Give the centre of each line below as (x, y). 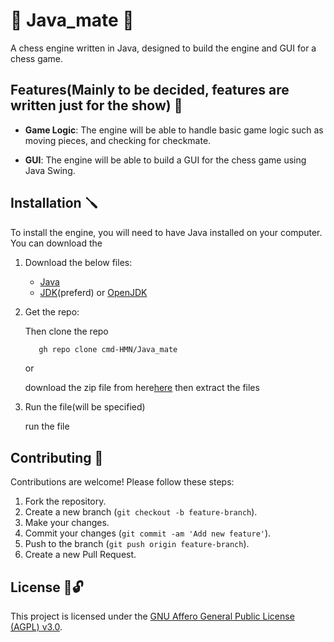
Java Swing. (50, 170)
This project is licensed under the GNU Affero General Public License (152, 616)
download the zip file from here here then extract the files (142, 388)
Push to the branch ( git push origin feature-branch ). (137, 544)
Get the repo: (52, 311)
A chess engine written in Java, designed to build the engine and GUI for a (163, 48)
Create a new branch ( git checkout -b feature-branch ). (141, 512)
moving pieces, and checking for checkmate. (118, 140)
